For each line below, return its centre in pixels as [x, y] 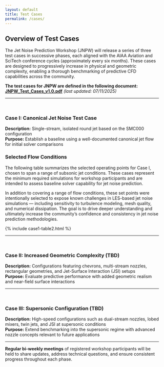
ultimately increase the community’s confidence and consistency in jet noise [82, 213]
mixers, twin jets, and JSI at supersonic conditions [56, 324]
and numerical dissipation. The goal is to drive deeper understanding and [79, 209]
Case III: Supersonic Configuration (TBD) [54, 308]
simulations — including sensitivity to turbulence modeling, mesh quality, [78, 203]
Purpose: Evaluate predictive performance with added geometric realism [79, 276]
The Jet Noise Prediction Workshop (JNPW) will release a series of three [78, 51]
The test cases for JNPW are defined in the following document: [72, 86]
